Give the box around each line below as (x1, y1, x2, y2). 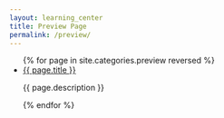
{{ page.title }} (22, 64, 76, 75)
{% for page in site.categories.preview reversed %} (22, 55, 215, 66)
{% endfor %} (22, 100, 75, 111)
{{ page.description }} (22, 83, 105, 93)
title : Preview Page (9, 22, 88, 31)
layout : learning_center (9, 13, 103, 23)
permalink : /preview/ (9, 30, 92, 39)
